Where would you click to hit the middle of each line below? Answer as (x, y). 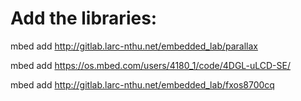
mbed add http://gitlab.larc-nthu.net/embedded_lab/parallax (134, 46)
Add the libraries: (84, 18)
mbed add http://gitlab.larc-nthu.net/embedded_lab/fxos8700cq (142, 84)
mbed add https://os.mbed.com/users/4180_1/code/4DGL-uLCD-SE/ (150, 65)
